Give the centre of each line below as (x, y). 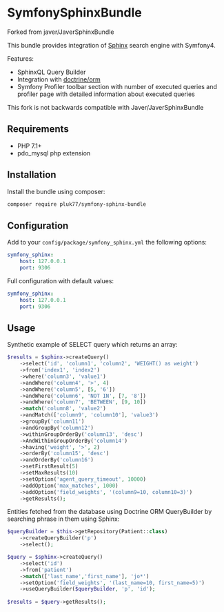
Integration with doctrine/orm (59, 79)
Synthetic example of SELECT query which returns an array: (92, 345)
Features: (21, 58)
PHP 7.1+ (29, 146)
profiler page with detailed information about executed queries (106, 94)
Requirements (38, 129)
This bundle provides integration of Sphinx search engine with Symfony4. (111, 45)
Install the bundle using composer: (56, 191)
